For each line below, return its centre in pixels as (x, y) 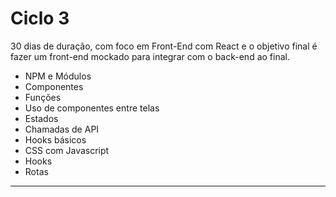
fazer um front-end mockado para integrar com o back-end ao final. (150, 56)
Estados (41, 118)
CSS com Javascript (67, 150)
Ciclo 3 (40, 18)
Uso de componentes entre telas (92, 108)
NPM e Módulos (58, 76)
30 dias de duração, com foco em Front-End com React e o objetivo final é (164, 46)
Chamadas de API (62, 129)
